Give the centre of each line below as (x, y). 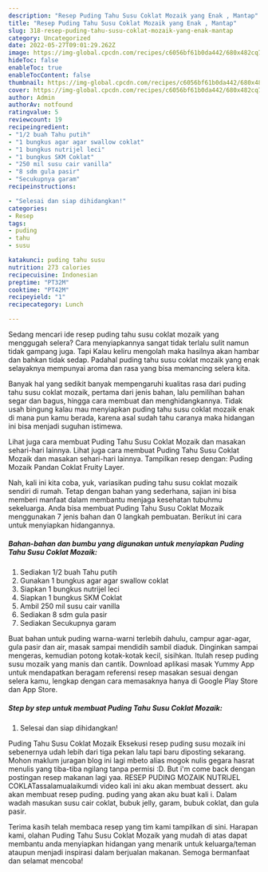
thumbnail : (26, 82)
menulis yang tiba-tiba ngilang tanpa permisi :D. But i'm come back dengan (132, 769)
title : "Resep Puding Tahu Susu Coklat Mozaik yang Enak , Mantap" (123, 23)
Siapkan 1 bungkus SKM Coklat (71, 597)
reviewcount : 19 (35, 120)
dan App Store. (33, 689)
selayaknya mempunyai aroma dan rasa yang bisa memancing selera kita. (129, 368)
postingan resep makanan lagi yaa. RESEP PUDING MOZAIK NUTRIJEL (124, 777)
